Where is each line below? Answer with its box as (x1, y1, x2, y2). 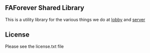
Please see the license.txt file (5, 43, 64, 49)
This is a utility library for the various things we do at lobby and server (5, 16, 146, 22)
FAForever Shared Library (5, 4, 84, 12)
